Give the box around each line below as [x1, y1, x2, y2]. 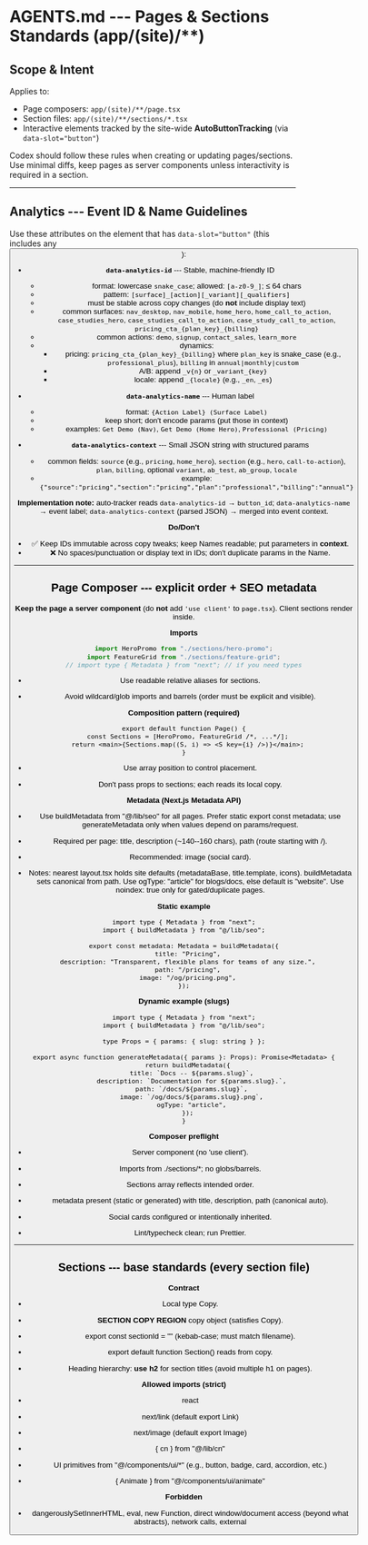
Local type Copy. [162, 1299, 219, 1309]
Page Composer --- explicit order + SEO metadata [51, 581, 317, 595]
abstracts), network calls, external [134, 1517, 247, 1527]
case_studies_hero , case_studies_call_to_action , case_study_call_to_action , [57, 315, 336, 325]
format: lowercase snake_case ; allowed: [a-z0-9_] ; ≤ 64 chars [92, 282, 302, 292]
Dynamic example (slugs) [137, 996, 230, 1006]
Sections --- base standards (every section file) [57, 1261, 311, 1274]
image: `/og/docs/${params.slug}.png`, [119, 1092, 264, 1101]
